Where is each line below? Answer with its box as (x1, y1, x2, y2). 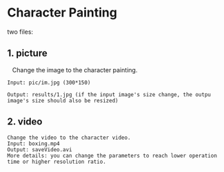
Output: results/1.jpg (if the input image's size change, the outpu (7, 91, 212, 98)
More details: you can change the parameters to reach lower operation (7, 152, 217, 159)
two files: (7, 28, 33, 36)
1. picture (7, 47, 48, 59)
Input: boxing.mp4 (7, 140, 60, 147)
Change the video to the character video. (7, 134, 131, 141)
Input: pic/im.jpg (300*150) (7, 79, 91, 86)
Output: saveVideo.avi (7, 146, 72, 153)
